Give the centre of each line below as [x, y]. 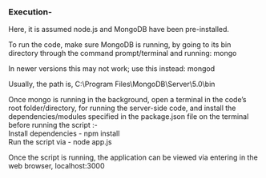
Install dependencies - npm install [64, 133]
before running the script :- [53, 125]
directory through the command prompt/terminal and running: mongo [123, 53]
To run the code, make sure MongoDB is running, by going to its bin [120, 45]
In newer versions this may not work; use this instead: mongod [111, 69]
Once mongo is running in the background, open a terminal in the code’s [127, 100]
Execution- [30, 12]
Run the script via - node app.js [60, 142]
